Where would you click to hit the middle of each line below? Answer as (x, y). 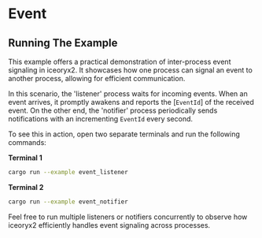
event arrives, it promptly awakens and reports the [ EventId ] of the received (131, 102)
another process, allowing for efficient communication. (97, 78)
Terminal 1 (25, 158)
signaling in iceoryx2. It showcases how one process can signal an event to (131, 70)
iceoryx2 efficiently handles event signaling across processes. (109, 225)
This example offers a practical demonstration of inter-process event (120, 61)
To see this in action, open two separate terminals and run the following (124, 134)
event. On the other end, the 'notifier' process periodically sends (113, 110)
